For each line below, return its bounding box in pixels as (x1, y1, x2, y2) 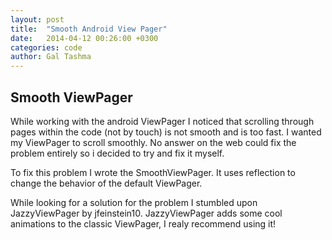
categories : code (10, 42, 83, 53)
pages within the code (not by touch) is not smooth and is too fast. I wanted (10, 126, 322, 138)
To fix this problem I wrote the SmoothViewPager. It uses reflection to (10, 166, 296, 178)
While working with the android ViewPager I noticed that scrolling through (10, 115, 315, 127)
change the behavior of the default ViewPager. (10, 177, 203, 189)
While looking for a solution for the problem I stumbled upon (10, 196, 258, 208)
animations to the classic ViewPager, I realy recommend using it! (10, 217, 277, 230)
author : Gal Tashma (10, 52, 92, 62)
